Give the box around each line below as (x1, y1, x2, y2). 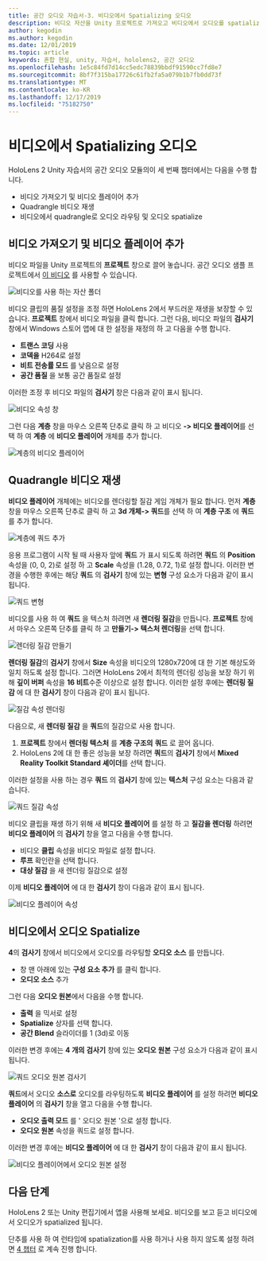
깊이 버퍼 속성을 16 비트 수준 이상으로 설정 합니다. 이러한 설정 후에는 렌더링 (16, 677, 246, 687)
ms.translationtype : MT (8, 78, 87, 86)
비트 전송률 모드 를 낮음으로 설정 (19, 360, 119, 370)
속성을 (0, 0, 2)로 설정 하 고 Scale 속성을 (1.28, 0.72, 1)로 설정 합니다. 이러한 (8, 560, 246, 569)
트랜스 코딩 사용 (19, 340, 69, 350)
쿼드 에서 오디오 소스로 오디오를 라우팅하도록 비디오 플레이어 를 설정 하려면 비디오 (8, 1088, 258, 1099)
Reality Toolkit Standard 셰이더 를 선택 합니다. (19, 758, 167, 767)
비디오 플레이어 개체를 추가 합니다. (56, 431, 163, 440)
